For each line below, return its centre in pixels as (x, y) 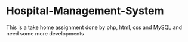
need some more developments (45, 33)
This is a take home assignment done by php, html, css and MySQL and (94, 27)
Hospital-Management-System (85, 11)
